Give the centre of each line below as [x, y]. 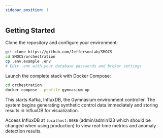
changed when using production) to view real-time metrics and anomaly [81, 125]
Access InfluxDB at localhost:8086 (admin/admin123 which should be [78, 120]
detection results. [24, 131]
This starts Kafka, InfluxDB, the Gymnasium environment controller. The [80, 99]
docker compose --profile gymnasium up [47, 90]
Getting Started [30, 31]
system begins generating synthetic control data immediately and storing [82, 105]
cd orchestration [24, 85]
